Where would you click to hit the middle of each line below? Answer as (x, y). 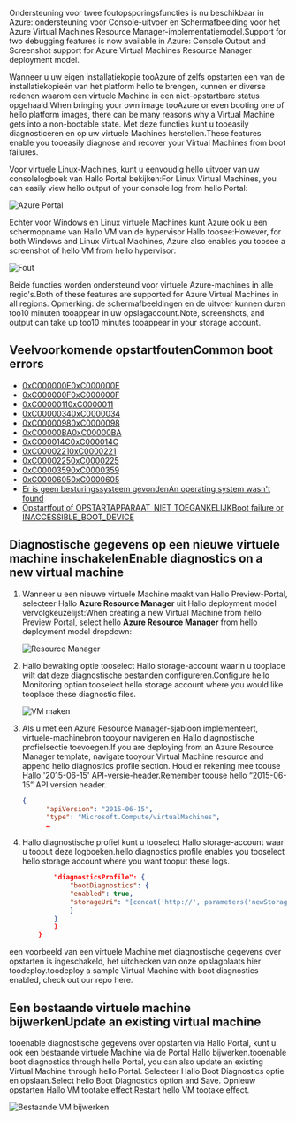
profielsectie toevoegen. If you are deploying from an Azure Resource (148, 747)
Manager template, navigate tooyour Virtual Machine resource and (143, 756)
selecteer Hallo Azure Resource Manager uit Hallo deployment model (149, 603)
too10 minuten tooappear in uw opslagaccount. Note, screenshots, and (137, 313)
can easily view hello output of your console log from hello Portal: (129, 188)
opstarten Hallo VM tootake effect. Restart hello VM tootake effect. (129, 1090)
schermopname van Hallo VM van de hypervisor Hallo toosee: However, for (145, 232)
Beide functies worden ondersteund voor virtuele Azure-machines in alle (141, 285)
